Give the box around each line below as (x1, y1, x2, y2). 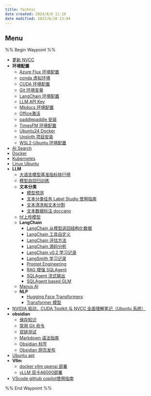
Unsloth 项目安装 (19, 134, 53, 140)
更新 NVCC (12, 57, 34, 63)
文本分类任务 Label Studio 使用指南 (26, 196, 97, 202)
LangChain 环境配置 (19, 93, 60, 99)
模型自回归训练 (19, 178, 50, 184)
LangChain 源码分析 (26, 243, 67, 250)
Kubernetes (12, 156, 35, 161)
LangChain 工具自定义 (26, 231, 71, 238)
